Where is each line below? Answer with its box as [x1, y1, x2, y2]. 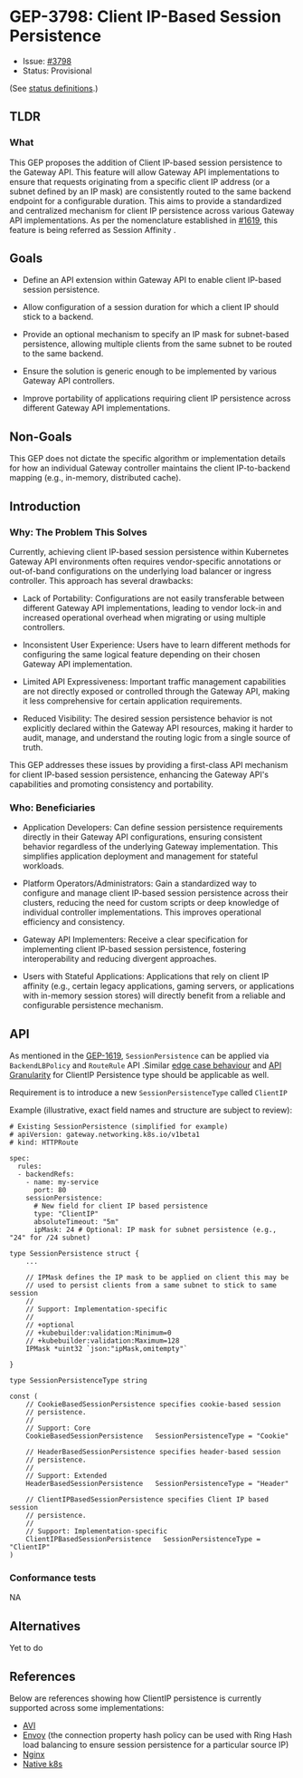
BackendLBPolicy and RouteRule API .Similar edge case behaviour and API [9, 1060, 282, 1071]
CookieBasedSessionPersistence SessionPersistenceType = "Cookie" [25, 1432, 289, 1441]
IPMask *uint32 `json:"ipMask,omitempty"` [25, 1345, 188, 1354]
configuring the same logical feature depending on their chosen [22, 648, 260, 659]
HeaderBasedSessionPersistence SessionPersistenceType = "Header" [25, 1480, 289, 1489]
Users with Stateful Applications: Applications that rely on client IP [22, 971, 270, 982]
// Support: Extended [25, 1472, 107, 1481]
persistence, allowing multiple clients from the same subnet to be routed [22, 338, 292, 350]
